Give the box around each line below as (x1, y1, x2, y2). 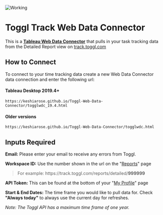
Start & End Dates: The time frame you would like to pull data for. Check (5, 189, 153, 195)
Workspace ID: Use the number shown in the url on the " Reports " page (5, 161, 152, 166)
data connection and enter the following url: (5, 76, 95, 82)
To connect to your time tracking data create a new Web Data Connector (5, 71, 154, 77)
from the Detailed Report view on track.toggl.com (5, 44, 106, 50)
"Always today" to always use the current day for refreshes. (5, 195, 129, 201)
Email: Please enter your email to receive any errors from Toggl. (5, 151, 136, 157)
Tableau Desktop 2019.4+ (5, 88, 60, 94)
